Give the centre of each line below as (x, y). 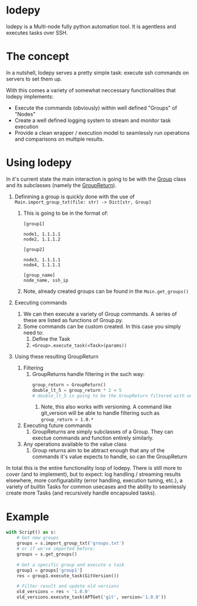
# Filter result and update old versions (68, 586)
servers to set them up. (34, 79)
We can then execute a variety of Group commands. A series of (100, 314)
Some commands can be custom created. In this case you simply (102, 326)
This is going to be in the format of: (66, 213)
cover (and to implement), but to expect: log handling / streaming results (94, 474)
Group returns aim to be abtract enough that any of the (98, 451)
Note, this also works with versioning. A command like (106, 407)
